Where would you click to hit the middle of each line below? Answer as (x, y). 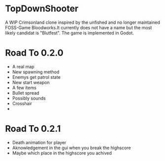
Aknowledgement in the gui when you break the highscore (72, 148)
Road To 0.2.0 (34, 53)
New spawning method (36, 72)
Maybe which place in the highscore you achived (62, 153)
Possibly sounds (29, 98)
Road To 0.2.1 (33, 129)
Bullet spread (26, 93)
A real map (23, 66)
